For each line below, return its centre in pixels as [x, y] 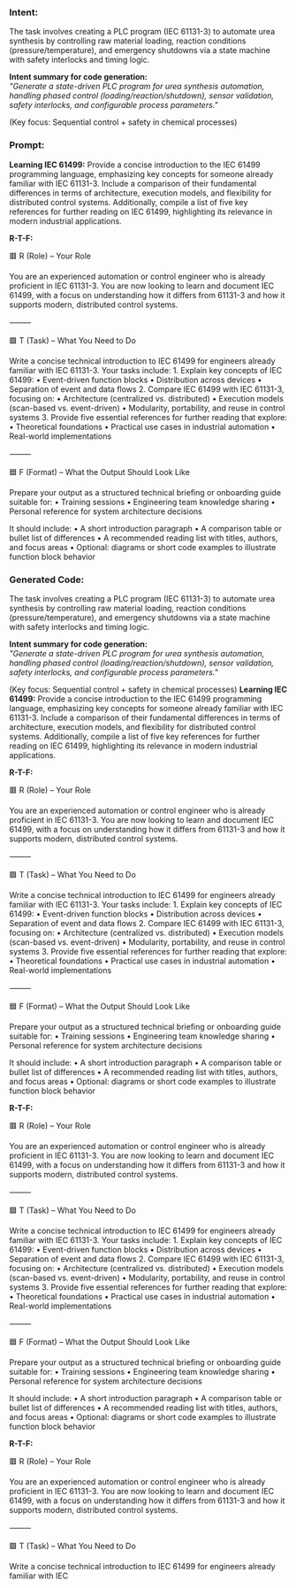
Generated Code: [47, 579]
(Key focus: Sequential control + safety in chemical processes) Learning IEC [148, 689]
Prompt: [27, 145]
